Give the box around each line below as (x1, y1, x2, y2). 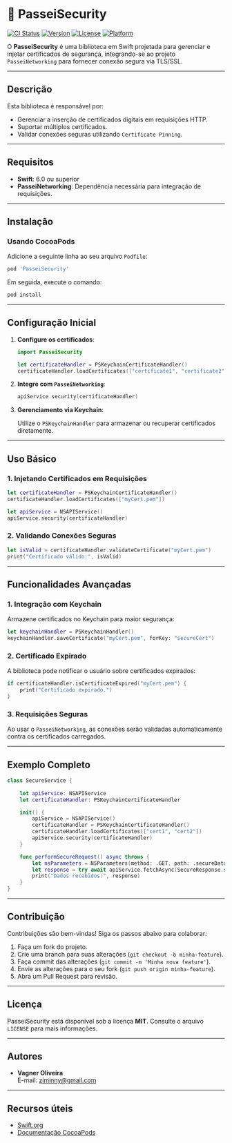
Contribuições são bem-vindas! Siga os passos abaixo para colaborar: (7, 929, 207, 937)
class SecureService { (7, 777, 72, 784)
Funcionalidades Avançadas (7, 578, 132, 590)
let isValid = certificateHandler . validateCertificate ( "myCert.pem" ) (7, 547, 212, 554)
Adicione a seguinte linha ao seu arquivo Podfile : (7, 252, 148, 261)
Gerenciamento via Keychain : (17, 406, 104, 414)
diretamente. (17, 427, 54, 435)
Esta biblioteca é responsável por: (7, 101, 104, 110)
